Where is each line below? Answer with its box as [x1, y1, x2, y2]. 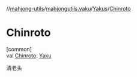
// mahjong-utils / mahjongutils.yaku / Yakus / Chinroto [6, 5, 131, 12]
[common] [6, 45, 32, 53]
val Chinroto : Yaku [6, 52, 52, 59]
